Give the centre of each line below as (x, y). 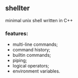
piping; (20, 60)
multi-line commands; (35, 44)
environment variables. (36, 71)
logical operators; (31, 66)
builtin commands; (32, 55)
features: (17, 33)
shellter (18, 8)
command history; (31, 50)
